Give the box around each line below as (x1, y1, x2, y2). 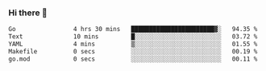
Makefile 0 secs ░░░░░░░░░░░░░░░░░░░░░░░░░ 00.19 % (8, 47, 258, 55)
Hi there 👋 (8, 7, 48, 18)
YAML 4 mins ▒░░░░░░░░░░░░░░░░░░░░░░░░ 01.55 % (8, 40, 258, 49)
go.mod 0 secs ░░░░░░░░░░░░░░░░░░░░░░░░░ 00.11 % (8, 55, 258, 63)
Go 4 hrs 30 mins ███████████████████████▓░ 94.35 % (8, 26, 258, 34)
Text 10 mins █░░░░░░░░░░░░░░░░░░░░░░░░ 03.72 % (8, 33, 258, 41)
